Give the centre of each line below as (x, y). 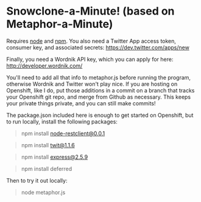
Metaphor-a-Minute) (60, 24)
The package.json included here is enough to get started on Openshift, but (100, 115)
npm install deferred (47, 169)
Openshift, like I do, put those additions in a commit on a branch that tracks (100, 90)
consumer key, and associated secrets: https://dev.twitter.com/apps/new (98, 47)
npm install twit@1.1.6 (48, 145)
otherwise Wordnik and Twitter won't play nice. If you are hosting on (92, 84)
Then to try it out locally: (37, 180)
